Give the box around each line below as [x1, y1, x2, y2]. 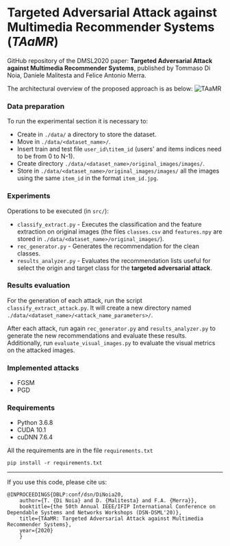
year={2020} [19, 528, 53, 534]
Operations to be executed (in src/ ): [7, 207, 110, 215]
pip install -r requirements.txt [7, 460, 103, 467]
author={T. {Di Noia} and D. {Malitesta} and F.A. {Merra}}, [19, 497, 197, 504]
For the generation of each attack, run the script [7, 296, 142, 304]
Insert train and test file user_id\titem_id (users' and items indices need [16, 145, 222, 153]
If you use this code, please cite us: [7, 478, 107, 486]
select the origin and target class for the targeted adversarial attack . [16, 264, 212, 272]
